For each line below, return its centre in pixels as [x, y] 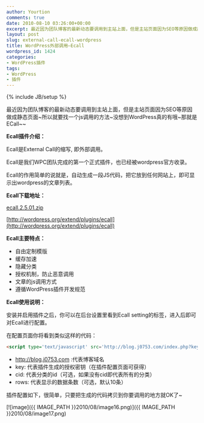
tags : [13, 68]
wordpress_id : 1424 [31, 52]
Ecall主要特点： [26, 239]
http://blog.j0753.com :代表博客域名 [59, 359]
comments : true [25, 18]
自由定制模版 [31, 251]
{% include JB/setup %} [36, 97]
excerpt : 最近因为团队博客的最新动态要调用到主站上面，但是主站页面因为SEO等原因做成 [102, 29]
